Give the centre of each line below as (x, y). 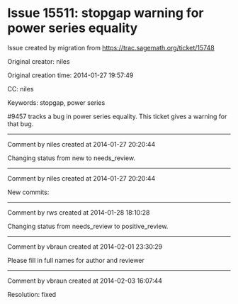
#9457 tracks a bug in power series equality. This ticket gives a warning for (117, 116)
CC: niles (21, 89)
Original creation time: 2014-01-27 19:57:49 (70, 75)
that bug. (21, 124)
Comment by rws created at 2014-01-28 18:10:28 (79, 212)
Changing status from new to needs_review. (72, 158)
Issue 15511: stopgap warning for (106, 13)
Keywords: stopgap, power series (56, 102)
